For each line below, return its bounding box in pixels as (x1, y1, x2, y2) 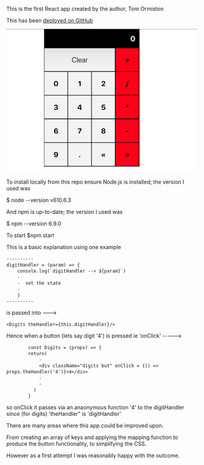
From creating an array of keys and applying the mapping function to (6, 433, 178, 441)
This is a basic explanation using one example (6, 243, 121, 250)
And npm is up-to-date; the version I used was (6, 208, 123, 215)
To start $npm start (6, 232, 55, 239)
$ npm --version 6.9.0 (6, 219, 62, 227)
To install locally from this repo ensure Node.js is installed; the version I (6, 178, 185, 186)
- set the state (17, 280, 61, 286)
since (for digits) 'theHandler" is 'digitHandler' (6, 410, 121, 417)
